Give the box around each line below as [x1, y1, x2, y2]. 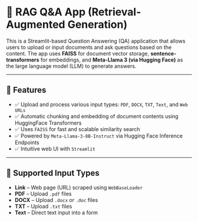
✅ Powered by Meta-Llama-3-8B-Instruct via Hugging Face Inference [14, 132, 183, 139]
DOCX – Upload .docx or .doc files [14, 196, 98, 203]
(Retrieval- [87, 5, 141, 19]
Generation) [67, 18, 128, 31]
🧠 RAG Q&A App [6, 5, 86, 19]
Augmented [6, 18, 66, 31]
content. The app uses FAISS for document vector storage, [6, 50, 149, 57]
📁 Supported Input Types [6, 168, 100, 178]
